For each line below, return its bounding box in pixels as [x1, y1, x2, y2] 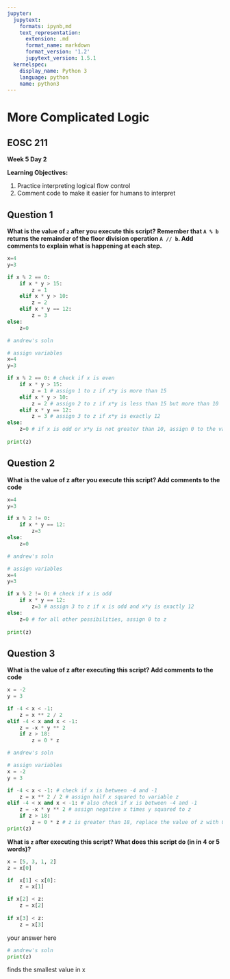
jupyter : [7, 10, 32, 17]
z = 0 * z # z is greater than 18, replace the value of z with [31, 819, 219, 826]
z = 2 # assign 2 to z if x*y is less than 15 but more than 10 [31, 400, 219, 407]
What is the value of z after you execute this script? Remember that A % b [7, 227, 219, 235]
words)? [7, 845, 31, 853]
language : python [19, 73, 69, 81]
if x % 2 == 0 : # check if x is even [7, 375, 115, 381]
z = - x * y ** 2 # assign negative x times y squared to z [19, 806, 192, 813]
